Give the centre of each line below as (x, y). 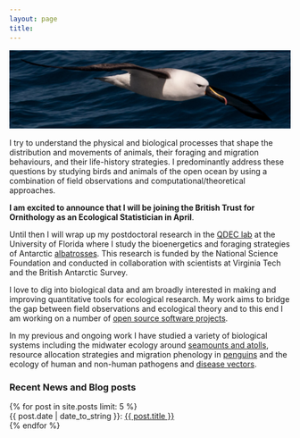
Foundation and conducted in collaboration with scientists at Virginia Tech (145, 263)
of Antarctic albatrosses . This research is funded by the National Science (144, 253)
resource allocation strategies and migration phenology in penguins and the (148, 354)
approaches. (33, 190)
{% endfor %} (35, 425)
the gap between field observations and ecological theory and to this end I (146, 308)
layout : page (33, 19)
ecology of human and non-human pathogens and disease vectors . (133, 364)
